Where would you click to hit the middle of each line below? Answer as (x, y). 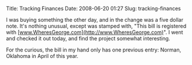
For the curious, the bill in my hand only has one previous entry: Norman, (94, 50)
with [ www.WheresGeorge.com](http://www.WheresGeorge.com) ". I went (95, 32)
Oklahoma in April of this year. (42, 56)
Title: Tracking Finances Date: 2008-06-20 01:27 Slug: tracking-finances (93, 8)
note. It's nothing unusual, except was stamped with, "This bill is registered (96, 26)
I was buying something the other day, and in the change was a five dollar (95, 20)
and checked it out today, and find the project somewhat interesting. (88, 38)
